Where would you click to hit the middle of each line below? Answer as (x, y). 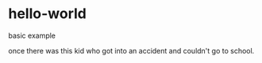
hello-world (48, 14)
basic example (32, 35)
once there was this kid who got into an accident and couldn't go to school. (131, 50)
